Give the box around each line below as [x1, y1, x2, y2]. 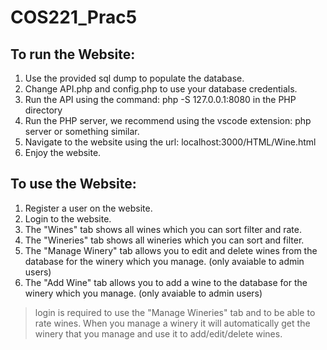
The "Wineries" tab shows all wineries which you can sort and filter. [24, 234, 305, 246]
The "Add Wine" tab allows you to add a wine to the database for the [24, 276, 308, 288]
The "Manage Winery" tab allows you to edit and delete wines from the [24, 244, 318, 256]
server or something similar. [24, 126, 140, 137]
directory [24, 104, 63, 116]
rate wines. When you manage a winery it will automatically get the [34, 317, 311, 329]
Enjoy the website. [24, 147, 102, 158]
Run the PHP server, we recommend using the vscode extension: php [24, 115, 312, 126]
